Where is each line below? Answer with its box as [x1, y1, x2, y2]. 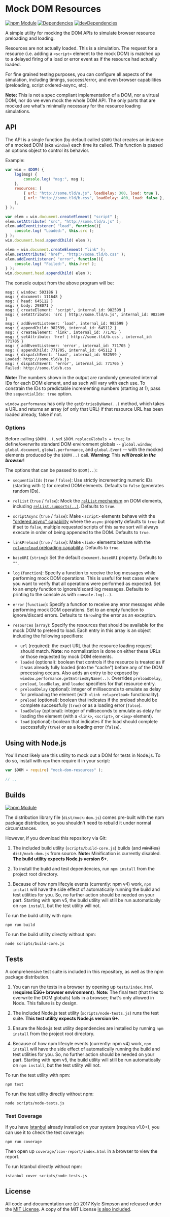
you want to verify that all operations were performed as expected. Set [12, 580, 161, 587]
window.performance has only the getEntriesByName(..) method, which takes [5, 401, 165, 407]
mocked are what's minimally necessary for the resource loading [5, 102, 141, 109]
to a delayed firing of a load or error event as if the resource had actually [5, 56, 157, 62]
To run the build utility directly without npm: [5, 931, 96, 937]
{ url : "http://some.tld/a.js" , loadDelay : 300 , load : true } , [23, 191, 160, 196]
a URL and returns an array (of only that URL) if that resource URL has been [5, 406, 163, 412]
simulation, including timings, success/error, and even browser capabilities [5, 76, 161, 83]
